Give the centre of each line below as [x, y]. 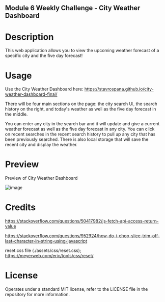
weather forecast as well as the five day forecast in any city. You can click [80, 129]
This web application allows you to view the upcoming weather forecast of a [82, 51]
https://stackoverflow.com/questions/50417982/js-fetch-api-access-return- [82, 221]
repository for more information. [38, 295]
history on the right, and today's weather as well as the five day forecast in [81, 109]
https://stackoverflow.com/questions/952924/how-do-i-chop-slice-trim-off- [82, 236]
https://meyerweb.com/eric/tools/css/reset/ [49, 256]
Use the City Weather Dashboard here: [44, 89]
